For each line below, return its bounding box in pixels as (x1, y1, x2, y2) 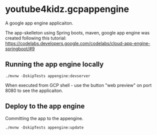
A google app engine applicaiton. (5, 20, 73, 26)
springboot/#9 (5, 45, 35, 51)
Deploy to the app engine (5, 102, 85, 110)
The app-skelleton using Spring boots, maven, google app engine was (5, 29, 150, 35)
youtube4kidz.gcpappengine (5, 3, 129, 15)
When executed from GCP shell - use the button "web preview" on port (5, 82, 152, 88)
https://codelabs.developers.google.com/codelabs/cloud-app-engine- (5, 40, 150, 46)
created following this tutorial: (5, 35, 66, 41)
